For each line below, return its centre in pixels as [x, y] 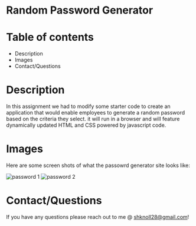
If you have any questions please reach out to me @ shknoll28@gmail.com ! [98, 217]
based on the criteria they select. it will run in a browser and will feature [93, 119]
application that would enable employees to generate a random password [96, 113]
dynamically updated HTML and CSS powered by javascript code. [86, 125]
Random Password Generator [80, 10]
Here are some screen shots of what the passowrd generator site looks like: [98, 165]
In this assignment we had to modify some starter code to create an [89, 106]
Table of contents [50, 37]
